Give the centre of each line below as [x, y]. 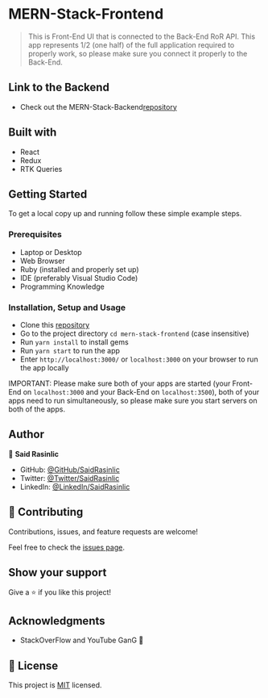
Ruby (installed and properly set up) [79, 269]
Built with [33, 133]
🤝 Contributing [46, 512]
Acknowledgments [57, 621]
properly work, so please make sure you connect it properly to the [138, 53]
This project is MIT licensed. [55, 685]
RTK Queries [41, 169]
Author [26, 435]
